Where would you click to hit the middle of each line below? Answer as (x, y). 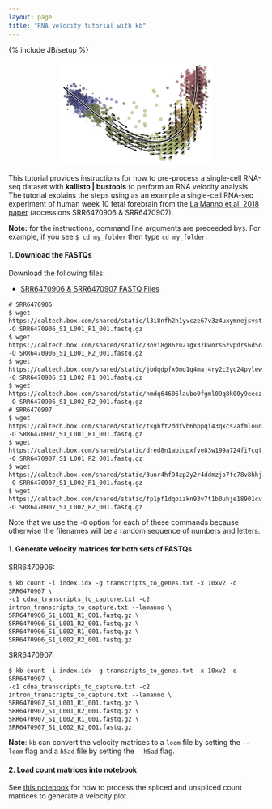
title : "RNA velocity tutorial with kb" (78, 26)
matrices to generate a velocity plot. (68, 796)
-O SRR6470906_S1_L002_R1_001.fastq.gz (76, 377)
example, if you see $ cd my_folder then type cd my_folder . (108, 236)
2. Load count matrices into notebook (73, 769)
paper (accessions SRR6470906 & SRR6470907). (91, 212)
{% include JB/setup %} (49, 49)
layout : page (30, 17)
